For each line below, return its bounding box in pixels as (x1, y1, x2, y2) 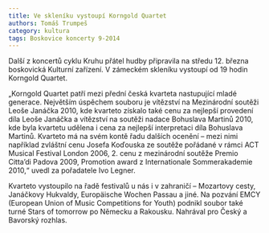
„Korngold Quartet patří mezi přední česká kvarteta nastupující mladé (8, 89, 237, 99)
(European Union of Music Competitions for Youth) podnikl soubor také (8, 198, 243, 208)
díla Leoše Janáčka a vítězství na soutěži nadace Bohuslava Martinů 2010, (8, 114, 254, 125)
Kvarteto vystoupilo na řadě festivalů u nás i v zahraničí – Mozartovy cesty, (8, 182, 256, 191)
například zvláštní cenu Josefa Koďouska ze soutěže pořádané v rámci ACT (8, 140, 259, 149)
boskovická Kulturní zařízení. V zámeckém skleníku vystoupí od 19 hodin (8, 65, 248, 75)
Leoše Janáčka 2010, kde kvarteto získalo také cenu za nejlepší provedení (8, 106, 254, 116)
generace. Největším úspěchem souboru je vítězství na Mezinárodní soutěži (8, 97, 259, 107)
